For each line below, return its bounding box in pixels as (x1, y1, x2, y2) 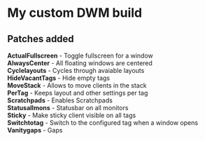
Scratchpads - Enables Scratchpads (7, 96, 113, 105)
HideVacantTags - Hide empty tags (7, 74, 111, 82)
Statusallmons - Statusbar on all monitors (7, 104, 129, 112)
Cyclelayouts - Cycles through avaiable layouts (7, 67, 145, 74)
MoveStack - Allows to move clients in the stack (7, 81, 147, 89)
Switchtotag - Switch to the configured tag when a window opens (7, 119, 198, 127)
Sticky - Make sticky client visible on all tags (7, 111, 136, 119)
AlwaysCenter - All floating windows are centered (7, 59, 153, 67)
